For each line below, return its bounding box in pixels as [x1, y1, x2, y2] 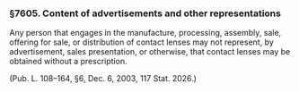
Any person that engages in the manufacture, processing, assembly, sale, [9, 28, 282, 38]
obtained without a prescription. [9, 56, 128, 67]
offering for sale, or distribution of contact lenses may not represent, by [9, 37, 274, 47]
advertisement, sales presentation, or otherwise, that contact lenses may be [9, 46, 291, 57]
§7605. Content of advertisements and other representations [9, 7, 281, 20]
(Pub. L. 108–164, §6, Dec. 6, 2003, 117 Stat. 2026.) [9, 73, 198, 84]
